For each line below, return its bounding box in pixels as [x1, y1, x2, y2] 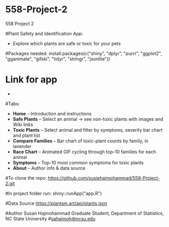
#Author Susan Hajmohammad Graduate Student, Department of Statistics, [5, 210, 164, 216]
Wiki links [12, 121, 33, 128]
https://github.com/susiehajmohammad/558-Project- [48, 175, 160, 181]
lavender [12, 143, 32, 149]
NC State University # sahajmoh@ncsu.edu [5, 215, 96, 221]
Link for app [5, 74, 58, 86]
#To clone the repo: [5, 175, 47, 181]
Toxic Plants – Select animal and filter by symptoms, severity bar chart [12, 127, 163, 133]
